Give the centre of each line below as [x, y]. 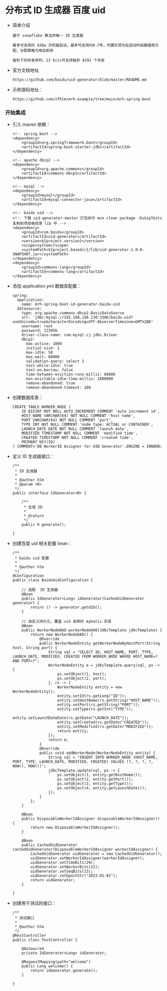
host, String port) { [35, 648]
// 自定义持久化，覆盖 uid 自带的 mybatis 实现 [67, 622]
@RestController [29, 936]
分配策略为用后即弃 [37, 51]
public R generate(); [44, 525]
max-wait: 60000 [43, 357]
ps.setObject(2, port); [82, 679]
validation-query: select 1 [55, 361]
